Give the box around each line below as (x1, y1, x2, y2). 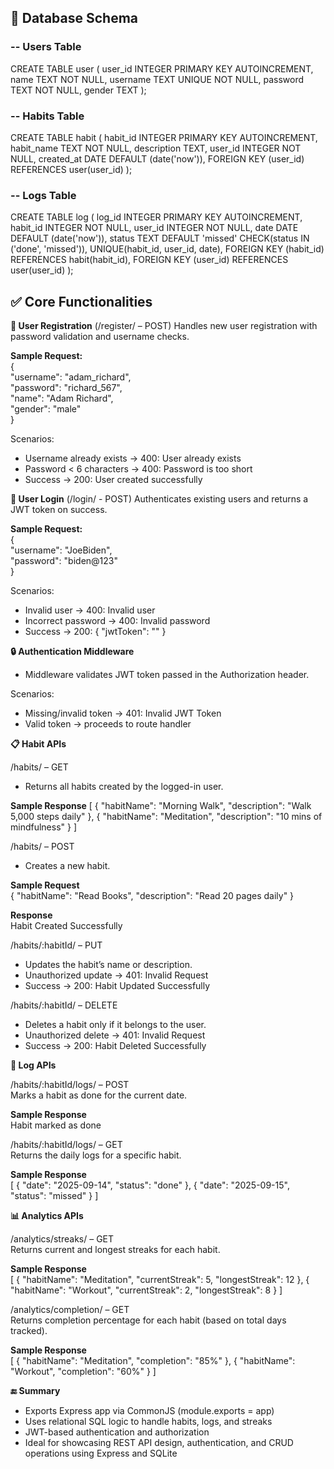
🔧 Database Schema (10, 10, 139, 27)
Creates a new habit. (24, 860, 111, 872)
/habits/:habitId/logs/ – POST (10, 1079, 130, 1091)
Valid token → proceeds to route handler (24, 718, 192, 730)
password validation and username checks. (10, 331, 190, 343)
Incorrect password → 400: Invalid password (24, 615, 211, 627)
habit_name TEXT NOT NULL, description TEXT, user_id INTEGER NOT (10, 142, 302, 154)
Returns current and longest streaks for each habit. (10, 1244, 221, 1256)
